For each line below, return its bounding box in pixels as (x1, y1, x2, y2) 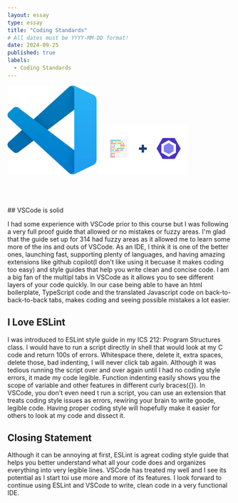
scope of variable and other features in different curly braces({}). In (7, 381, 205, 389)
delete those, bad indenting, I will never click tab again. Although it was (7, 358, 217, 367)
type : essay (7, 19, 43, 26)
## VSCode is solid (7, 206, 64, 214)
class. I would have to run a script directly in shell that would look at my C (7, 343, 223, 352)
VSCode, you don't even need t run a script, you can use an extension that (7, 388, 227, 397)
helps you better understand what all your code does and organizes (7, 458, 207, 467)
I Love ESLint (7, 317, 66, 329)
